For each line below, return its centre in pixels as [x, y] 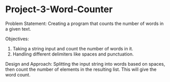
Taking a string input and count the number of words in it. [73, 48]
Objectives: [17, 39]
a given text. [18, 29]
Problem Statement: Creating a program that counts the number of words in [84, 23]
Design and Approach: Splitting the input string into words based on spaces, [85, 64]
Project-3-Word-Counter [59, 9]
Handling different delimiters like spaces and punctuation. [73, 54]
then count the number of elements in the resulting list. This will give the [81, 69]
